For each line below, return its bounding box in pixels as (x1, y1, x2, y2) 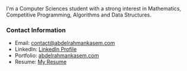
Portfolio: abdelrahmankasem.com (14, 52, 99, 59)
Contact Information (6, 26, 66, 34)
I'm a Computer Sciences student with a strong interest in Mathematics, (6, 5, 182, 12)
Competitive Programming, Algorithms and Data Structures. (6, 11, 152, 18)
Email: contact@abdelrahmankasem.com (14, 40, 115, 47)
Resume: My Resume (14, 59, 67, 66)
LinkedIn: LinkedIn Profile (14, 46, 77, 53)
